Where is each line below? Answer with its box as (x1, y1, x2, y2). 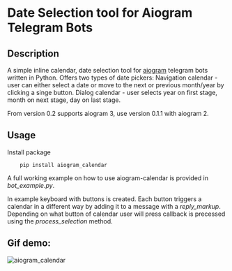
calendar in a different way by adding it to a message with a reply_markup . (7, 202, 221, 210)
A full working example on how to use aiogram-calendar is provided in (7, 173, 209, 182)
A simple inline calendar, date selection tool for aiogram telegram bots (7, 66, 208, 74)
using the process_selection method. (7, 217, 113, 225)
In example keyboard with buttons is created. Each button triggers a (7, 194, 202, 203)
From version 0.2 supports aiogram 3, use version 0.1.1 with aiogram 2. (7, 110, 209, 117)
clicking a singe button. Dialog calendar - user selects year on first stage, (7, 89, 218, 96)
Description (7, 47, 59, 59)
